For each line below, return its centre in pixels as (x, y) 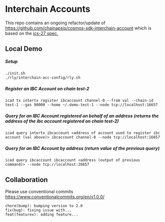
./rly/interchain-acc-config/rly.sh (43, 78)
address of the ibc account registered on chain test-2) (62, 121)
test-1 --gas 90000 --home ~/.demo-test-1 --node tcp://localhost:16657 (82, 105)
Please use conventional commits (39, 192)
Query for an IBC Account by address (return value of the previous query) (82, 148)
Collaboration (26, 180)
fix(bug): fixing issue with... (38, 210)
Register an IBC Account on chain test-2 (47, 89)
